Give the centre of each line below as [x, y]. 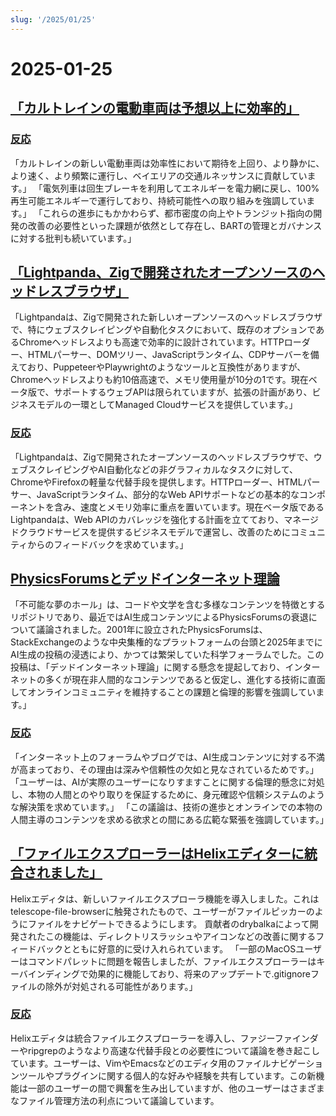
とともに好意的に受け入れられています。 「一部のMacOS [179, 948]
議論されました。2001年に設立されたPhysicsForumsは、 [152, 630]
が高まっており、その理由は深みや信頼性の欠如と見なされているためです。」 [164, 769]
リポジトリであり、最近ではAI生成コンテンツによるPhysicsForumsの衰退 [159, 617]
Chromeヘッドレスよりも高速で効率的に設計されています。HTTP [151, 342]
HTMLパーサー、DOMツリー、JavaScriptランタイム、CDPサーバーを [169, 355]
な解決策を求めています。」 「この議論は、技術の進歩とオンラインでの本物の [166, 807]
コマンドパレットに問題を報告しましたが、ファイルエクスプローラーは [172, 961]
